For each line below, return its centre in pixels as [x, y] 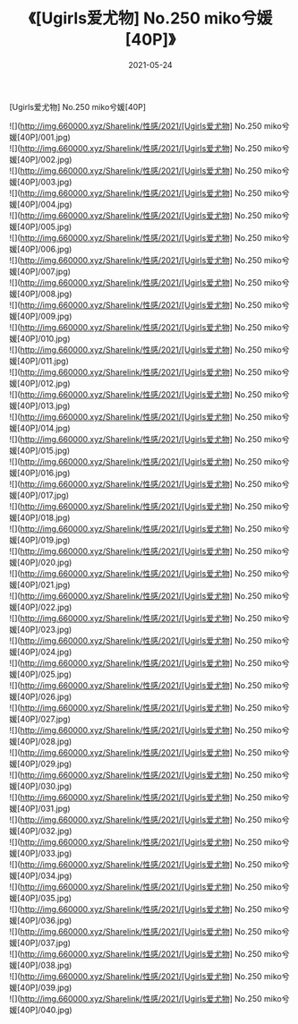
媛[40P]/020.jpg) [41, 562]
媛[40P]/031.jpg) [40, 808]
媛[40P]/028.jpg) [41, 741]
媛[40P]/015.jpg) [40, 450]
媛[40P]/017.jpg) [39, 495]
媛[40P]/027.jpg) [40, 719]
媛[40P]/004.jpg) [41, 204]
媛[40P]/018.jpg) [40, 517]
